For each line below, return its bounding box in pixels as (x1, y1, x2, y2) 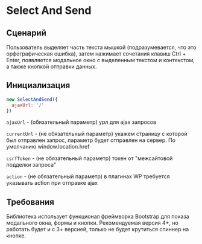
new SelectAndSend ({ (6, 96, 58, 103)
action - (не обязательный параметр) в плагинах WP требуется (6, 173, 170, 180)
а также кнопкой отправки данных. (6, 63, 97, 70)
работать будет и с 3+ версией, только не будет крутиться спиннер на (6, 226, 189, 233)
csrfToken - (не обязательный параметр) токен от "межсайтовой (6, 155, 173, 162)
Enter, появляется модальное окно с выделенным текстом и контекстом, (6, 57, 195, 63)
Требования (6, 197, 54, 207)
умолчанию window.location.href (6, 143, 90, 150)
